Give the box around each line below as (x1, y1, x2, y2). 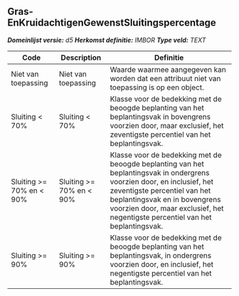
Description (60, 53, 102, 63)
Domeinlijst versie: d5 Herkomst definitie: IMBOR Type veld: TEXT (7, 36, 206, 44)
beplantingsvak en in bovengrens (110, 194, 221, 204)
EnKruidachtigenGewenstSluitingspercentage (7, 17, 217, 29)
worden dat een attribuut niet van (110, 73, 221, 83)
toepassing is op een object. (110, 82, 204, 92)
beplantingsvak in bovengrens (110, 112, 211, 122)
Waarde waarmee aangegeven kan (110, 64, 226, 74)
